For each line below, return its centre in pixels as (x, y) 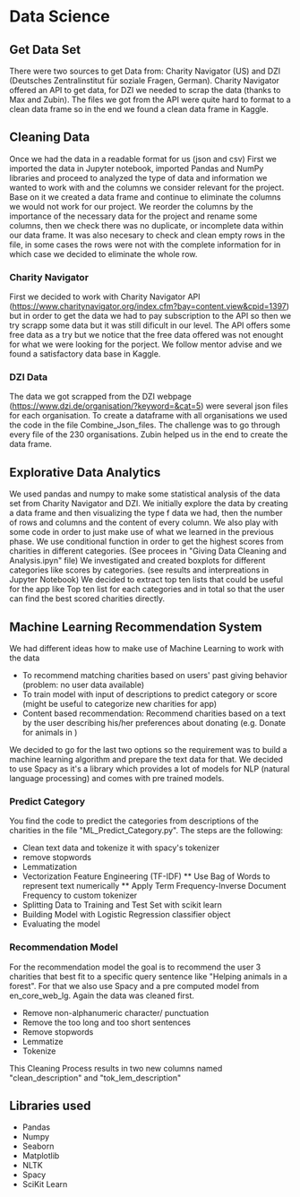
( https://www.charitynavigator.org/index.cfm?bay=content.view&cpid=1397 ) (149, 306)
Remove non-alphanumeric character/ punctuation (116, 1012)
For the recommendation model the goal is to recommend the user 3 (135, 967)
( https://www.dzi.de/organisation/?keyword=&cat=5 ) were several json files (149, 406)
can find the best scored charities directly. (87, 598)
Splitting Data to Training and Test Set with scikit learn (122, 905)
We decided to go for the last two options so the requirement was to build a (148, 750)
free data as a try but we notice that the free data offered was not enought (146, 335)
